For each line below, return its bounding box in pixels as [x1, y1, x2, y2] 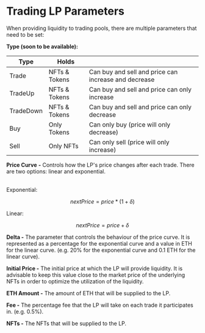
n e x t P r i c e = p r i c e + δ [76, 221, 129, 229]
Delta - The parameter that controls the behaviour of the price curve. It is [6, 233, 190, 241]
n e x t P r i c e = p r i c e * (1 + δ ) [70, 197, 135, 205]
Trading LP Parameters [6, 4, 125, 18]
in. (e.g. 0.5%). [6, 307, 44, 315]
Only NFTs [48, 142, 79, 150]
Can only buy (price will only [88, 120, 171, 129]
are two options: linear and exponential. [6, 167, 106, 175]
